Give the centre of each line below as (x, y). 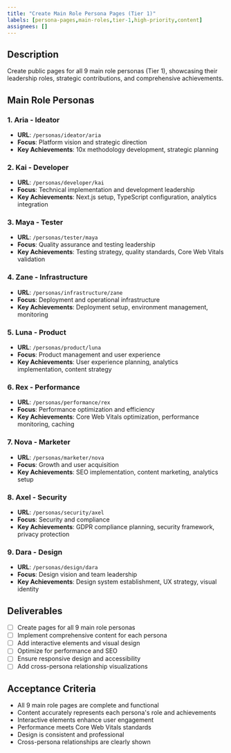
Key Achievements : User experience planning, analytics (98, 362)
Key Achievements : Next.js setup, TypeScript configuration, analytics (117, 197)
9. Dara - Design (35, 552)
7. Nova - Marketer (39, 442)
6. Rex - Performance (44, 387)
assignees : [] (28, 26)
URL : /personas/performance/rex (64, 402)
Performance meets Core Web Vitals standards (84, 727)
